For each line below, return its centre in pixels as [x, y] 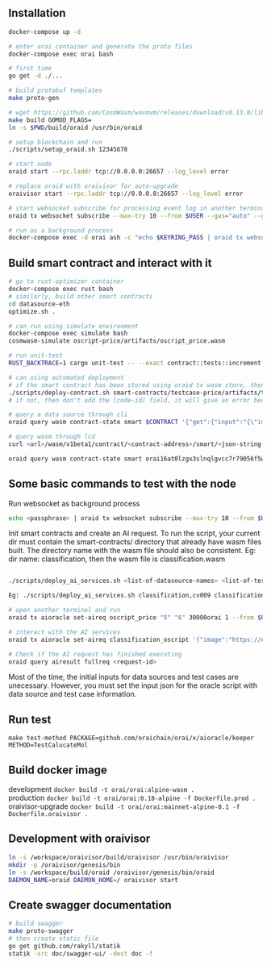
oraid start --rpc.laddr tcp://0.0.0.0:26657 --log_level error [119, 172]
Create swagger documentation [90, 905]
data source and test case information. [73, 694]
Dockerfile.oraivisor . [48, 814]
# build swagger [35, 924]
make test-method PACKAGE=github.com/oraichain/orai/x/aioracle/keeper [131, 738]
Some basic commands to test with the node [122, 484]
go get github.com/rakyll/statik [65, 946]
